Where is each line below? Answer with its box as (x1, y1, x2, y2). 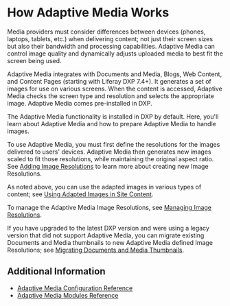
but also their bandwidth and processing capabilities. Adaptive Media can (7, 42, 215, 50)
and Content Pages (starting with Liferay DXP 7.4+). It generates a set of (7, 77, 211, 85)
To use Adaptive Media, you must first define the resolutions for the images (7, 140, 220, 148)
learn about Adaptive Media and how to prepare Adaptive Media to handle (7, 119, 216, 128)
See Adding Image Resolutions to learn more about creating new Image (7, 162, 209, 170)
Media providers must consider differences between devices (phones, (7, 27, 206, 36)
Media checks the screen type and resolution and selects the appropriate (7, 91, 214, 100)
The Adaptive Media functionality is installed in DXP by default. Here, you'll (7, 112, 219, 121)
